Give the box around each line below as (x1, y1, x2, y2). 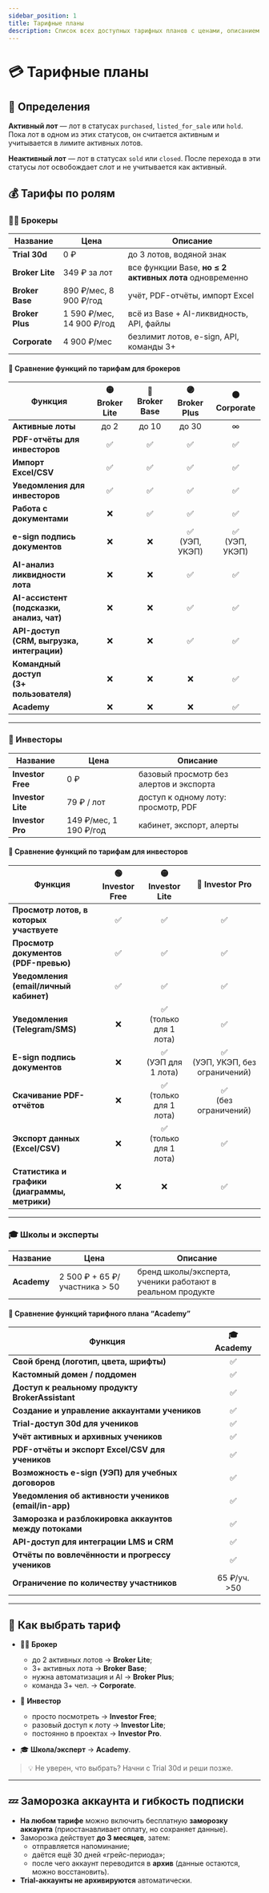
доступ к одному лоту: (139, 791, 227, 803)
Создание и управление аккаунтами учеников (12, 1405, 202, 1416)
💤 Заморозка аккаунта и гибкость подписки (8, 1794, 244, 1808)
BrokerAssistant (12, 1392, 75, 1403)
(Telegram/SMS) (12, 1023, 77, 1034)
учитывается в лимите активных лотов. (8, 138, 143, 148)
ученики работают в (137, 1276, 217, 1288)
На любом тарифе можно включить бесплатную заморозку (19, 1815, 228, 1825)
